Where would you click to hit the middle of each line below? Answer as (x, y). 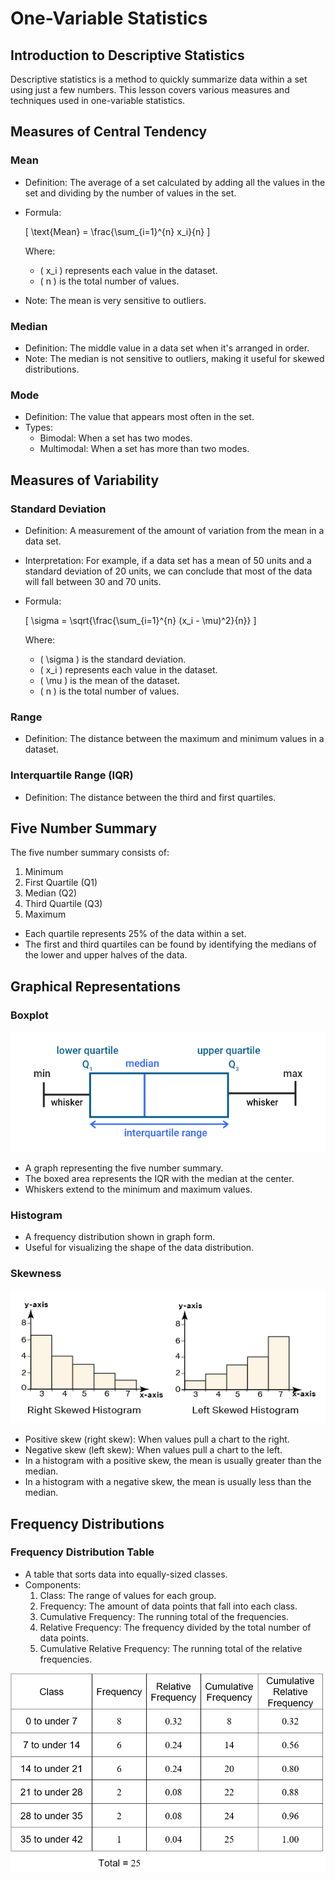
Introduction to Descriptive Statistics (127, 55)
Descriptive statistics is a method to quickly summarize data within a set (159, 79)
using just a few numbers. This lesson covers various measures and (150, 90)
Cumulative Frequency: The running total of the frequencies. (164, 1616)
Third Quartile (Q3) (63, 904)
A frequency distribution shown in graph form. (120, 1237)
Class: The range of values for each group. (128, 1595)
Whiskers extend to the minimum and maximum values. (138, 1189)
